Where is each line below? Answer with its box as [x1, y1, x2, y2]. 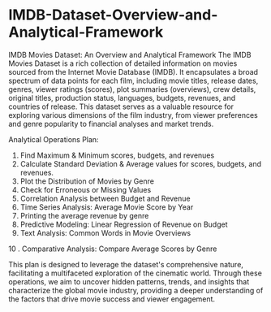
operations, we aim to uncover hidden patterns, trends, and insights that [8, 276, 250, 286]
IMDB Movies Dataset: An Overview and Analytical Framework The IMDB [8, 50, 252, 59]
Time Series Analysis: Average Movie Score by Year [19, 201, 194, 212]
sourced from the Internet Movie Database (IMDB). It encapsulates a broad [8, 67, 258, 76]
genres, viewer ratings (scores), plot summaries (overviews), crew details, [8, 84, 256, 94]
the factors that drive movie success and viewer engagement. [8, 294, 216, 304]
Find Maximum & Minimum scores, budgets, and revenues [19, 150, 215, 160]
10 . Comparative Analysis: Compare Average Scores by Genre [8, 244, 217, 253]
